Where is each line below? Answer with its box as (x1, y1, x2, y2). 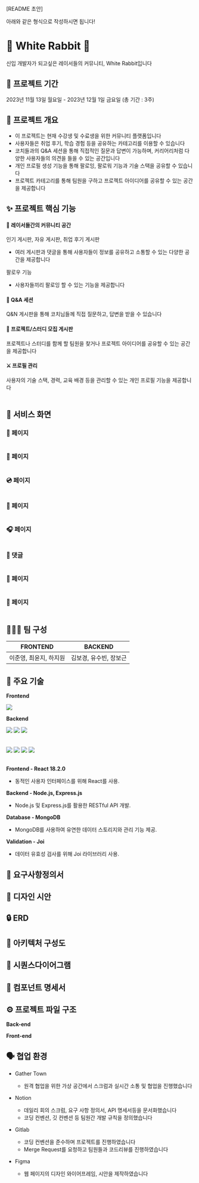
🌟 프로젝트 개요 (6, 115, 58, 126)
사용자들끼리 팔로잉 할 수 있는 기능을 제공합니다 (14, 282, 125, 289)
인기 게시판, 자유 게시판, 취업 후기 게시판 (6, 236, 100, 243)
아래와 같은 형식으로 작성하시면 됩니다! (6, 18, 95, 25)
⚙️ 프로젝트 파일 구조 (6, 1004, 77, 1014)
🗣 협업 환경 (6, 1051, 48, 1061)
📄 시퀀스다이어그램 (6, 960, 71, 970)
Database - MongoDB (6, 814, 61, 821)
